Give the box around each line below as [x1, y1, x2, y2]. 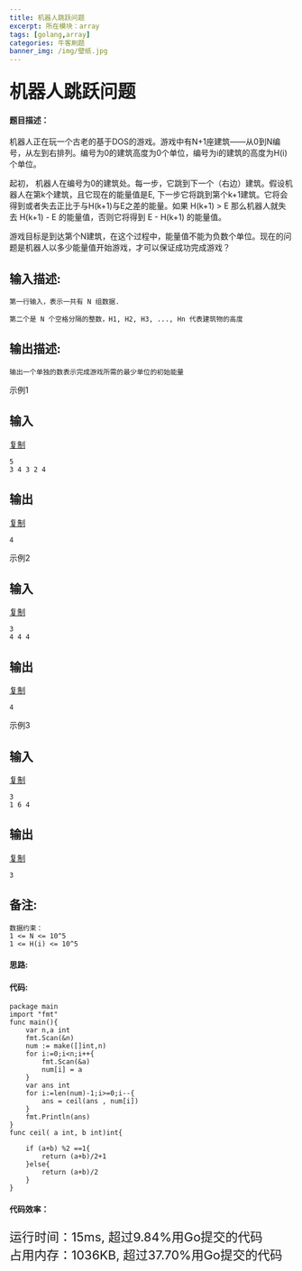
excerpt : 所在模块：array [9, 22, 100, 31]
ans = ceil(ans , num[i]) [41, 1097, 140, 1106]
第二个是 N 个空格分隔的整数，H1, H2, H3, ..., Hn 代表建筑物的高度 [9, 315, 243, 325]
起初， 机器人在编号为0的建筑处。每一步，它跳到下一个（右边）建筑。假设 [9, 178, 286, 189]
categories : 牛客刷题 [9, 38, 86, 48]
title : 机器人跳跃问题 [9, 13, 86, 23]
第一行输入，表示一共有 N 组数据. [9, 297, 120, 306]
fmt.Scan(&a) [41, 1057, 91, 1066]
